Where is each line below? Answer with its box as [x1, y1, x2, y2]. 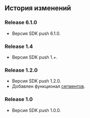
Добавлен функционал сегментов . [11, 83, 86, 89]
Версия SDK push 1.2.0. [11, 78, 62, 84]
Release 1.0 [4, 96, 33, 103]
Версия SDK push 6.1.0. [11, 30, 61, 36]
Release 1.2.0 [4, 66, 38, 73]
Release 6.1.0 [4, 19, 38, 26]
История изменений [4, 4, 72, 12]
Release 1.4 [4, 42, 33, 49]
